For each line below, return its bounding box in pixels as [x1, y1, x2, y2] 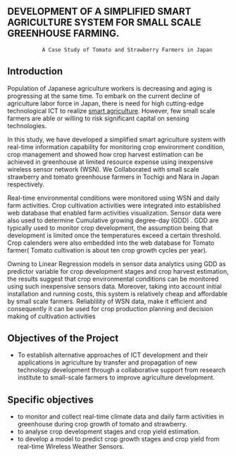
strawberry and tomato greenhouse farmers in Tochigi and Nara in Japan [7, 172, 220, 181]
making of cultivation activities [7, 312, 97, 320]
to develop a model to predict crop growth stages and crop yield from [17, 435, 220, 443]
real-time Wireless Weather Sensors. [17, 443, 125, 451]
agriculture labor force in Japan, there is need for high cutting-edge [7, 99, 204, 108]
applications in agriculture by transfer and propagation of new [17, 358, 198, 367]
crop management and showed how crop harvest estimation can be [7, 150, 204, 158]
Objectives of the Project [7, 332, 119, 344]
